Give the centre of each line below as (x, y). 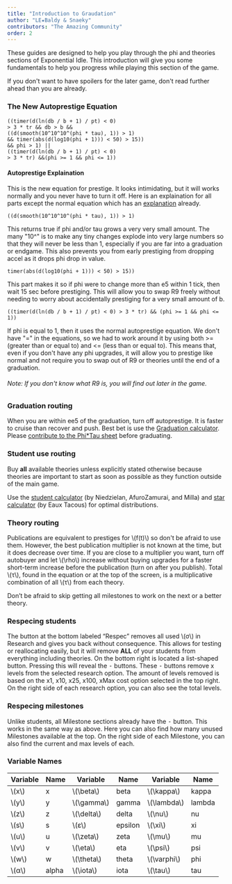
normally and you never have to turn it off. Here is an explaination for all (109, 196)
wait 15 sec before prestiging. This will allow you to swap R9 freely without (114, 291)
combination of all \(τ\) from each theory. (66, 582)
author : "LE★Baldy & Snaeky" (49, 20)
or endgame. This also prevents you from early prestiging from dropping (110, 251)
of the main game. (33, 484)
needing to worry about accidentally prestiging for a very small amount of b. (116, 299)
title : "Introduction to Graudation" (62, 14)
